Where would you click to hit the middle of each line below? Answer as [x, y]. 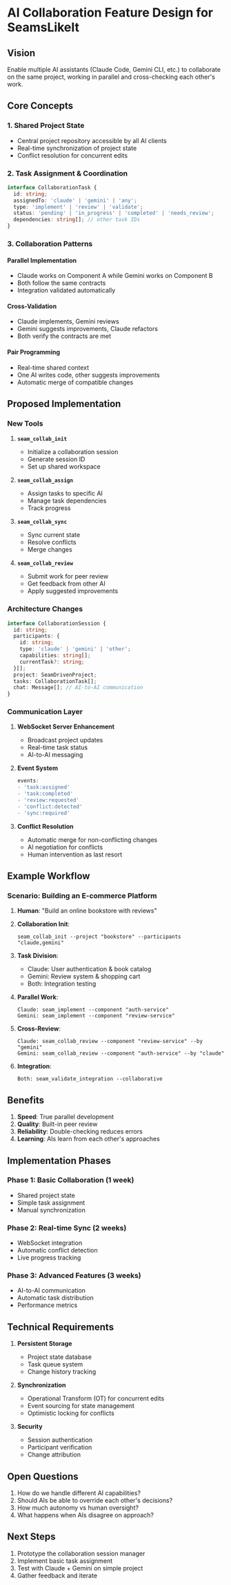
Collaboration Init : [43, 924]
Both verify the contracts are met [64, 336]
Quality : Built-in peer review [57, 1124]
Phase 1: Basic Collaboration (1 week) [71, 1180]
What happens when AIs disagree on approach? [85, 1515]
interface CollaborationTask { [52, 187]
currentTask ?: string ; [52, 662]
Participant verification [60, 1447]
